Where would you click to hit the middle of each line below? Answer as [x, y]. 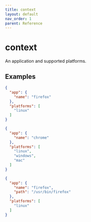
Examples [20, 76]
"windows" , [25, 156]
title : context [21, 10]
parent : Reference [24, 23]
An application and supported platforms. [46, 61]
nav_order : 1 [18, 19]
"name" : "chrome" [32, 138]
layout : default [22, 14]
